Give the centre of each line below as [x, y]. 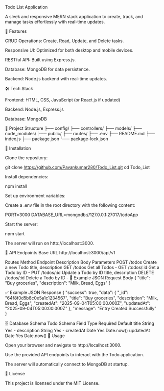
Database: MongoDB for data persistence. [47, 69]
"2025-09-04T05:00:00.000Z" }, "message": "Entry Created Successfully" [81, 308]
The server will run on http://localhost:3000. [50, 243]
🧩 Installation [18, 148]
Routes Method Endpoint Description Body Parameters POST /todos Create [81, 262]
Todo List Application [26, 7]
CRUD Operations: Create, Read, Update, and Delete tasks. [64, 41]
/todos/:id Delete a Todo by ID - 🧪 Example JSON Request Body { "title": [78, 278]
